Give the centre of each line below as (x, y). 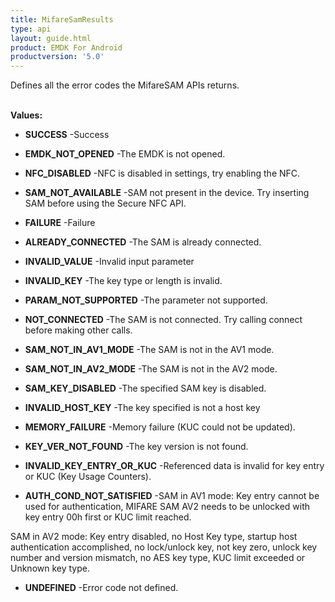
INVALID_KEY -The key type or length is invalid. (123, 281)
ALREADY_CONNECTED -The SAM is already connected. (143, 242)
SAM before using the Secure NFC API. (105, 203)
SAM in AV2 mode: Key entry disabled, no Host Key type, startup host (154, 537)
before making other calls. (78, 330)
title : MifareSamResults (62, 19)
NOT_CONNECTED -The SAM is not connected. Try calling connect (163, 320)
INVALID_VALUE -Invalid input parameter (109, 262)
